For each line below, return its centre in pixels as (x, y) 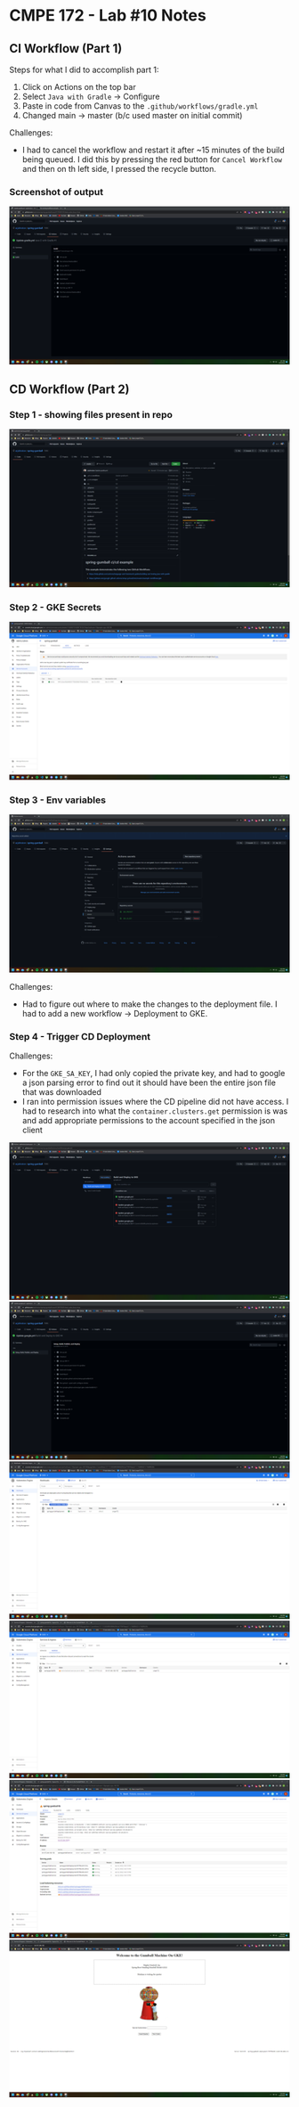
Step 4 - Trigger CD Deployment (80, 1036)
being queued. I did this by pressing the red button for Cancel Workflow (152, 159)
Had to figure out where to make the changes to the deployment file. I (149, 1004)
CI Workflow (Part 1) (66, 49)
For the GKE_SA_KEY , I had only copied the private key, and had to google (154, 1073)
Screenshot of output (57, 192)
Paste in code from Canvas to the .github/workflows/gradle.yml (140, 106)
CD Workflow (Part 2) (70, 390)
